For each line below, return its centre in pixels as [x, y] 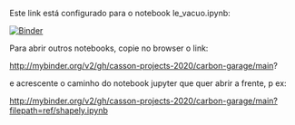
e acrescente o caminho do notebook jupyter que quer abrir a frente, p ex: [148, 83]
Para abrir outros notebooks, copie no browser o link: [109, 48]
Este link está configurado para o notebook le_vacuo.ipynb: [120, 13]
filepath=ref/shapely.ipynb [59, 111]
